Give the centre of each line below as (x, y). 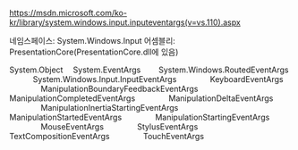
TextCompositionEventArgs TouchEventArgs (106, 136)
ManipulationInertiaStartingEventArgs (110, 108)
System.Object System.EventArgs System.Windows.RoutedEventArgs (149, 70)
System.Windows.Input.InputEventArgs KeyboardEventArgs (158, 79)
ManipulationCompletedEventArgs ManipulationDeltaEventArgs (141, 98)
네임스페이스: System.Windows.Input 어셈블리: (93, 41)
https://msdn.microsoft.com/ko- (68, 13)
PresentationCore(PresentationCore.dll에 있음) (94, 52)
